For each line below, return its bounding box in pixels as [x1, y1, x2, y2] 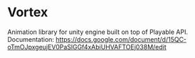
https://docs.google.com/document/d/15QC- [56, 35, 187, 43]
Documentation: [7, 35, 55, 43]
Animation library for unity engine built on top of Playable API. [7, 28, 189, 36]
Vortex [7, 4, 48, 21]
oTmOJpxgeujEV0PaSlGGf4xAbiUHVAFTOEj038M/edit [7, 42, 167, 51]
